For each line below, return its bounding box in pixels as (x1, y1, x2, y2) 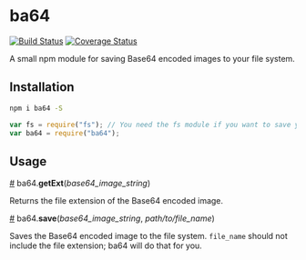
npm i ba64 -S (9, 104, 64, 113)
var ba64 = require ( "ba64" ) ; (9, 128, 120, 137)
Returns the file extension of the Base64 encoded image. (9, 195, 224, 206)
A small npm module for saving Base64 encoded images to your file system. (9, 53, 296, 64)
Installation (9, 79, 75, 95)
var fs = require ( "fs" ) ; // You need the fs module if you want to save (9, 120, 291, 129)
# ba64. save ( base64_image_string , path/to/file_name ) (9, 213, 216, 224)
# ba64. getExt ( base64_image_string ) (9, 178, 151, 189)
